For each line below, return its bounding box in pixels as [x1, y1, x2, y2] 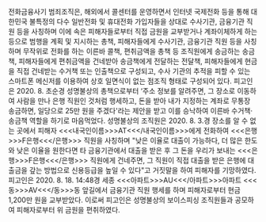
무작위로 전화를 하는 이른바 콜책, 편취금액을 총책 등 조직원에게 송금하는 [22, 47, 241, 55]
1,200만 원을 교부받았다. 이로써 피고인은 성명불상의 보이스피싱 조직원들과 [8, 195, 234, 205]
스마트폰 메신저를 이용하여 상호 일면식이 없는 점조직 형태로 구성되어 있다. [8, 76, 232, 86]
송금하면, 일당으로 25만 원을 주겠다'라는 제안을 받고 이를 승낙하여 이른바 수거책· [8, 106, 253, 115]
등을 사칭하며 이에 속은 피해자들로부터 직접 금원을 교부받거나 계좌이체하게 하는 [16, 27, 258, 36]
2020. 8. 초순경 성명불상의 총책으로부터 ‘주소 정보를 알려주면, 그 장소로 [16, 86, 236, 95]
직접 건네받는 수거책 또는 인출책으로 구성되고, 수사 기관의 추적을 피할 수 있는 [16, 67, 251, 75]
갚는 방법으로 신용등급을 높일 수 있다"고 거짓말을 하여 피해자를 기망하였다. [28, 166, 256, 174]
